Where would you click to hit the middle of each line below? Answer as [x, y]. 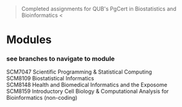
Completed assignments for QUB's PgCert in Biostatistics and [99, 9]
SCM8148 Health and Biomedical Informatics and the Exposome [87, 85]
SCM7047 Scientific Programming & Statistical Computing [79, 72]
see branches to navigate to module [60, 59]
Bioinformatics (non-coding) [42, 98]
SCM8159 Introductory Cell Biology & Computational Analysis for [88, 91]
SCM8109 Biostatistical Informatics [50, 78]
